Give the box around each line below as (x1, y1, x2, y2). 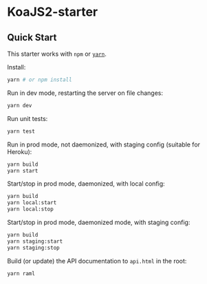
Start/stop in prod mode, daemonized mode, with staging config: (7, 218, 190, 226)
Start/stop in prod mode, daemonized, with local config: (7, 179, 165, 188)
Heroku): (7, 147, 32, 155)
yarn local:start (7, 199, 57, 206)
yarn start (7, 167, 39, 174)
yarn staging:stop (7, 244, 60, 251)
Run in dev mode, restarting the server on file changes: (7, 89, 164, 97)
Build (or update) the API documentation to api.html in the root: (7, 256, 187, 265)
